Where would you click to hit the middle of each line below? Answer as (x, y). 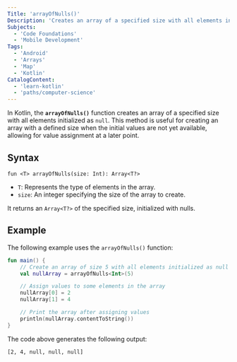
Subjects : (22, 27)
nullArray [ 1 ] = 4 (45, 300)
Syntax (23, 157)
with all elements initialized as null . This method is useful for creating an (113, 120)
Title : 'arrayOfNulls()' (44, 14)
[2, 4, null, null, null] (45, 352)
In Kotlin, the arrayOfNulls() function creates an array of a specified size (114, 113)
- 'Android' (31, 54)
